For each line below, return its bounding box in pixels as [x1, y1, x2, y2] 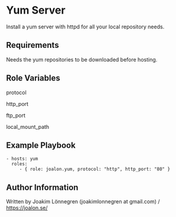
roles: [11, 161, 28, 167]
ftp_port [6, 112, 25, 119]
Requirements [6, 40, 59, 50]
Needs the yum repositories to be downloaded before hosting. [6, 56, 158, 63]
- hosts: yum [6, 156, 38, 162]
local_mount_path [6, 123, 50, 130]
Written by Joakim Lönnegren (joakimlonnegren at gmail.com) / [6, 198, 161, 205]
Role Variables [6, 73, 60, 83]
